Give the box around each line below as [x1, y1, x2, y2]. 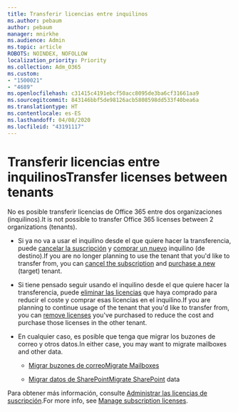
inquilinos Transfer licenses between [7, 169, 228, 185]
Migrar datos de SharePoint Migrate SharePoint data [28, 375, 180, 383]
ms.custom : [7, 70, 40, 77]
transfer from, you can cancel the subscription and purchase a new [17, 259, 216, 268]
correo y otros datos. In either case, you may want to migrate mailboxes [17, 340, 227, 349]
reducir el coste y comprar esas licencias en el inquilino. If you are [17, 296, 211, 304]
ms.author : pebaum [7, 17, 62, 24]
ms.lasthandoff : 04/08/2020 [7, 116, 91, 123]
